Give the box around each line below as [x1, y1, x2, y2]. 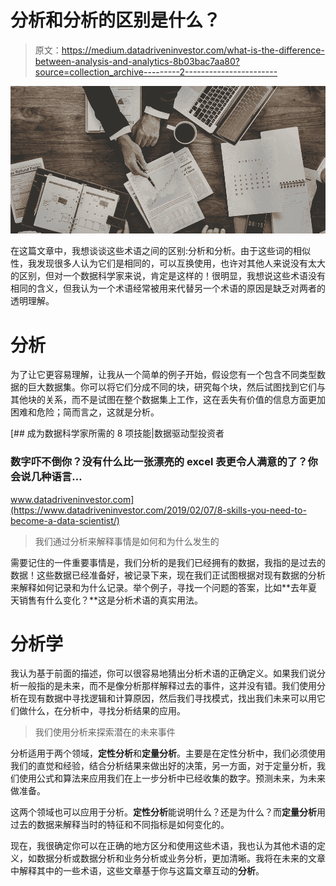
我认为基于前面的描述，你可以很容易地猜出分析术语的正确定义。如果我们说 [10, 667, 317, 680]
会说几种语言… [10, 470, 83, 484]
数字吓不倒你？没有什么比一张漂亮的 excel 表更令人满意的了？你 [10, 455, 318, 469]
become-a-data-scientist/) [10, 514, 120, 526]
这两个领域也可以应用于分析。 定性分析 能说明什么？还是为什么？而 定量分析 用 [10, 806, 326, 818]
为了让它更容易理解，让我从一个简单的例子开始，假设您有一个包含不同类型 [10, 369, 317, 381]
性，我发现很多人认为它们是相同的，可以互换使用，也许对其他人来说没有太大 [10, 257, 326, 270]
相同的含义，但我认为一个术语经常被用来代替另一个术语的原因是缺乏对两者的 [10, 282, 326, 295]
